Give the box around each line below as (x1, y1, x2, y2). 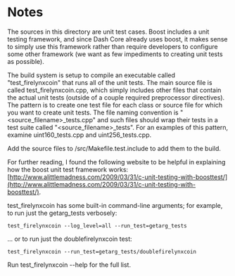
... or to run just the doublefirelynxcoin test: (7, 235, 132, 243)
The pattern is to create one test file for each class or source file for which (7, 100, 223, 109)
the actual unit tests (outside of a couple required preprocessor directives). (7, 93, 225, 102)
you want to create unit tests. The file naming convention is (7, 108, 179, 117)
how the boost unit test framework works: (7, 165, 129, 173)
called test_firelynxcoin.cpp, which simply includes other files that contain (7, 86, 222, 94)
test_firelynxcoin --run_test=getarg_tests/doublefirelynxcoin (7, 248, 197, 255)
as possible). (7, 57, 44, 65)
